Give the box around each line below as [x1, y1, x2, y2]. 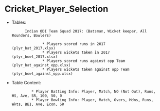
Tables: [11, 19, 27, 25]
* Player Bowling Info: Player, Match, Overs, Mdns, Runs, [31, 97, 154, 102]
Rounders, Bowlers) [11, 33, 52, 38]
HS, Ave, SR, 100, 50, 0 [11, 93, 62, 98]
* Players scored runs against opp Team [42, 58, 125, 63]
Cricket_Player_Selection [4, 3, 108, 15]
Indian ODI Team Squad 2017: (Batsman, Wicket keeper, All [24, 29, 147, 33]
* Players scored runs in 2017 [42, 41, 106, 47]
